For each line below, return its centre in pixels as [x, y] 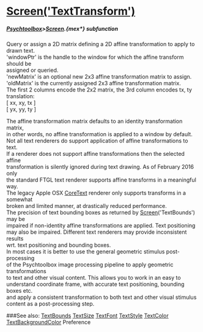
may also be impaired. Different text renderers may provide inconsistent [97, 232]
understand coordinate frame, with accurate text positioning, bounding [95, 284]
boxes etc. [20, 291]
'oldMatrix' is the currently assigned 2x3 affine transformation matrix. [94, 83]
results [15, 239]
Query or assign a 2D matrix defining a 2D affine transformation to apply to [101, 44]
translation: [20, 96]
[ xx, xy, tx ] [21, 103]
